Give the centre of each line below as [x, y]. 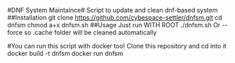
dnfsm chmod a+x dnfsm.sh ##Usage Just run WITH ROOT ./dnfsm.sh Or [114, 25]
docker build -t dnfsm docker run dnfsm [65, 53]
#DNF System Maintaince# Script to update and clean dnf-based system [113, 10]
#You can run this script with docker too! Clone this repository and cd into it [117, 46]
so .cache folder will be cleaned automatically [90, 32]
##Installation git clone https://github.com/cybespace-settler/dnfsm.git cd [115, 17]
